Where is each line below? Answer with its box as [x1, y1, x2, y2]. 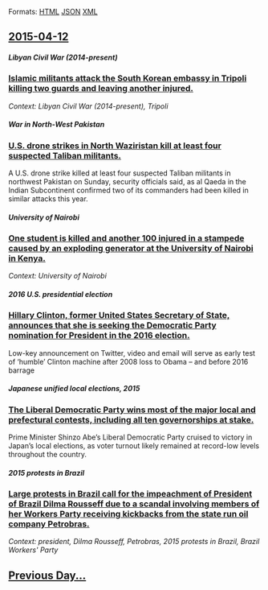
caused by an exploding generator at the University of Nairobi [8, 243, 254, 254]
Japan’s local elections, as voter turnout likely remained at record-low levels [8, 441, 259, 451]
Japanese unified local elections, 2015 [8, 384, 140, 394]
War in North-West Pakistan [8, 120, 105, 130]
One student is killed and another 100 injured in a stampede [8, 233, 245, 244]
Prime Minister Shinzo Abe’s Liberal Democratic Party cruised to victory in [8, 432, 253, 442]
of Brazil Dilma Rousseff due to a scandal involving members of [8, 498, 260, 510]
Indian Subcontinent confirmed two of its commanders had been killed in [8, 185, 249, 196]
